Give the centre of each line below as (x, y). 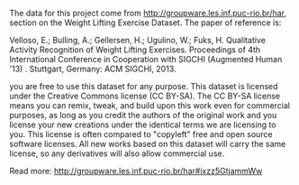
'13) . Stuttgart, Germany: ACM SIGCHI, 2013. (93, 69)
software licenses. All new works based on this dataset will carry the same (148, 144)
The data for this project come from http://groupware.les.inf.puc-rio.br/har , (148, 13)
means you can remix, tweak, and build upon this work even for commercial (150, 106)
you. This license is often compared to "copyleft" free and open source (141, 134)
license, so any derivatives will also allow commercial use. (117, 153)
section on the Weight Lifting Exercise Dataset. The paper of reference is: (145, 23)
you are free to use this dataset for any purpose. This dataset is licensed (144, 86)
